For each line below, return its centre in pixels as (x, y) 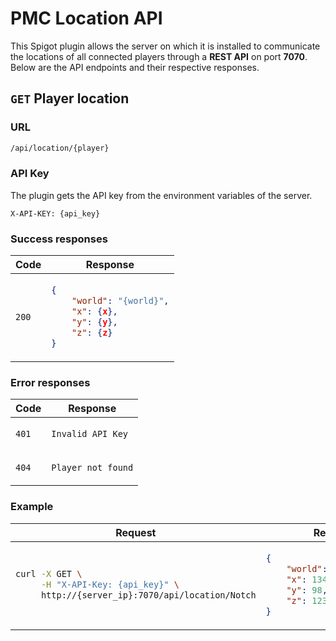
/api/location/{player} (60, 148)
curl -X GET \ (49, 574)
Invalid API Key (90, 434)
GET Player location (70, 98)
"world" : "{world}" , (120, 301)
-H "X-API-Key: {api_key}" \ (110, 585)
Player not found (92, 468)
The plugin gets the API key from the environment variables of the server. (161, 195)
